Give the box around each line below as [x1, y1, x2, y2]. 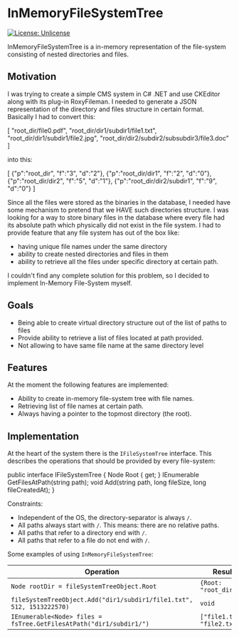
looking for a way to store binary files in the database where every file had [7, 213, 225, 222]
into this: [7, 155, 33, 163]
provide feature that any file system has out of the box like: [7, 228, 180, 237]
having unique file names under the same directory [17, 242, 168, 250]
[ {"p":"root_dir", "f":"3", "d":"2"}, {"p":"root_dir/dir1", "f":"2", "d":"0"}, [7, 169, 212, 178]
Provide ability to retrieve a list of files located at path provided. [17, 333, 204, 342]
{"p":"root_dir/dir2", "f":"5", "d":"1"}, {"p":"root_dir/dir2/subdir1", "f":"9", [7, 176, 217, 185]
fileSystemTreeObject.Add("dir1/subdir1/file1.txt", [11, 596, 193, 604]
